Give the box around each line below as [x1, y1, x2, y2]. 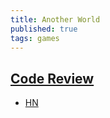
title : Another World [10, 14, 101, 25]
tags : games [10, 33, 60, 43]
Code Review [10, 70, 95, 87]
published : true [10, 24, 78, 34]
